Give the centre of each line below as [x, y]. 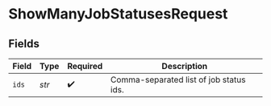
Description [185, 66]
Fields [24, 44]
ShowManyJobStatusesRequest [118, 14]
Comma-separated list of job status [178, 79]
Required [85, 66]
